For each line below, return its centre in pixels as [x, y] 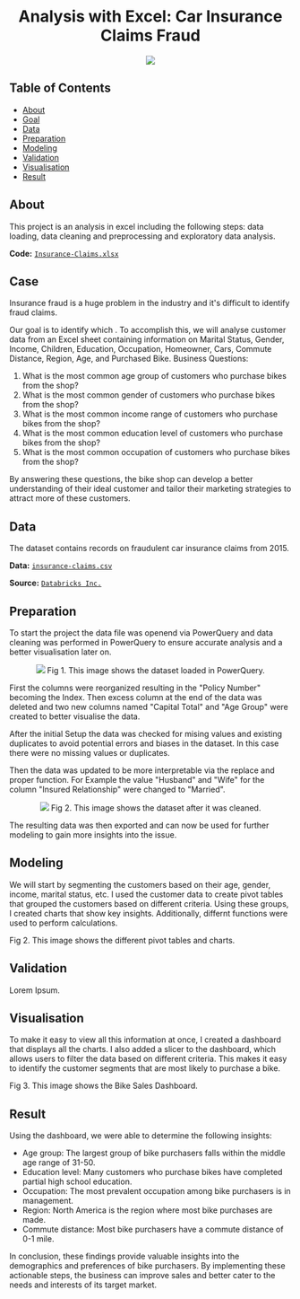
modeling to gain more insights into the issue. [93, 835]
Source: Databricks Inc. [56, 583]
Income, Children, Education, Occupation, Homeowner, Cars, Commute [141, 349]
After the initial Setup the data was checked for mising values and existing [146, 734]
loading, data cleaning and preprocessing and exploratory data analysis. [142, 236]
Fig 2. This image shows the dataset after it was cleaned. [156, 808]
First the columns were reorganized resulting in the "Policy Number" [135, 688]
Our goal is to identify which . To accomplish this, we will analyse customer [148, 330]
